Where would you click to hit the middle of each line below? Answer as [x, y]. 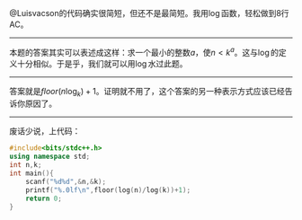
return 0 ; [44, 198]
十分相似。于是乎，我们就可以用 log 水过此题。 [102, 63]
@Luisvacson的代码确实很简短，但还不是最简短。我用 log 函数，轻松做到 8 [145, 13]
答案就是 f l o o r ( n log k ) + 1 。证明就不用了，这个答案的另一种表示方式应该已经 [147, 92]
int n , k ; [26, 165]
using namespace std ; [50, 157]
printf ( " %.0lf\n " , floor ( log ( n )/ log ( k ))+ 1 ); [108, 190]
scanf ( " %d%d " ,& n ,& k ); [66, 181]
